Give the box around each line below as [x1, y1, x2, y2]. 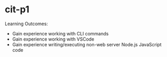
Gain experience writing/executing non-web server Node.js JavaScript [12, 41, 162, 47]
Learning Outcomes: [5, 21, 48, 27]
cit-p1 [5, 4, 29, 15]
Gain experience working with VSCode [12, 36, 95, 42]
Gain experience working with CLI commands [12, 30, 109, 36]
